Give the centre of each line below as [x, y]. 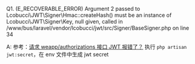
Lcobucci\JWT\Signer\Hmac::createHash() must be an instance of [89, 15]
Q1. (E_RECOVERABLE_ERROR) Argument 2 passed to [73, 9]
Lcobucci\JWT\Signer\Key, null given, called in [64, 21]
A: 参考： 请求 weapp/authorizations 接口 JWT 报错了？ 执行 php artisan [97, 47]
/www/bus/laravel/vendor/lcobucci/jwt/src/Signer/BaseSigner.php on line [98, 28]
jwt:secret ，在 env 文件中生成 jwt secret [58, 54]
